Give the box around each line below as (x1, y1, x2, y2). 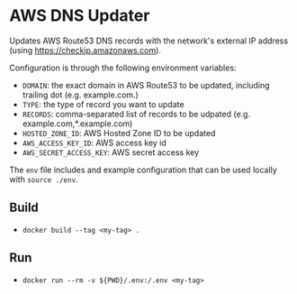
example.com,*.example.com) (22, 118, 133, 129)
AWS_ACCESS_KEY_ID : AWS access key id (22, 137, 166, 148)
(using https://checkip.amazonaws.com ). (9, 44, 162, 55)
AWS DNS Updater (9, 5, 150, 26)
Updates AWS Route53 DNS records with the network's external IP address (9, 35, 289, 46)
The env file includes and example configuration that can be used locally (9, 164, 277, 175)
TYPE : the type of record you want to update (22, 98, 184, 109)
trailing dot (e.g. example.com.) (22, 89, 139, 100)
